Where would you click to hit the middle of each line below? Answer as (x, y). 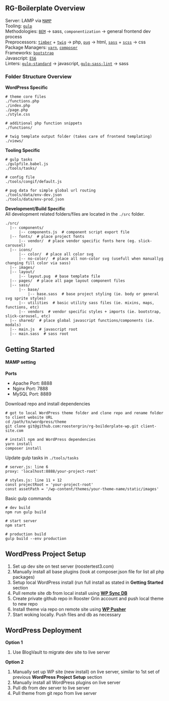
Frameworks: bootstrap (30, 53)
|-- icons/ (21, 250)
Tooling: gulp (19, 26)
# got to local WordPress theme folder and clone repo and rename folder (84, 413)
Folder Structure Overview (38, 76)
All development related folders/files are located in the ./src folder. (75, 214)
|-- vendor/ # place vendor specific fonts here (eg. (77, 241)
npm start (16, 525)
